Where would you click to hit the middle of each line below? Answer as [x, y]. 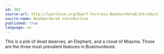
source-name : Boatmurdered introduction [47, 18]
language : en [18, 28]
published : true [21, 23]
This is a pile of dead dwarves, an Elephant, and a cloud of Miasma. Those [80, 41]
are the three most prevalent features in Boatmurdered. [61, 47]
